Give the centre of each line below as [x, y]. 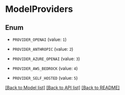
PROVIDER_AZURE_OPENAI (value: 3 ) [46, 59]
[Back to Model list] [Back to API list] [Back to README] [62, 88]
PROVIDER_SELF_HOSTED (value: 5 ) [45, 78]
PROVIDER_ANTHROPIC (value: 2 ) [43, 49]
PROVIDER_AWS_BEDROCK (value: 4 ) [45, 68]
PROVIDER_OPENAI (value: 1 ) [39, 39]
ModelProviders [39, 9]
